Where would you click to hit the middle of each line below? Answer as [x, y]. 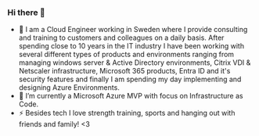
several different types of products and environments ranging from [126, 55]
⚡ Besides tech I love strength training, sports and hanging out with [127, 113]
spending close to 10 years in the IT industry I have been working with [131, 46]
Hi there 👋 [27, 13]
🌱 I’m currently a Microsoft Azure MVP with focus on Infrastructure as [131, 96]
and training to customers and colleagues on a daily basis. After [121, 38]
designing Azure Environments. [69, 88]
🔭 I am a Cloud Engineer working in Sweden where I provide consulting [133, 30]
